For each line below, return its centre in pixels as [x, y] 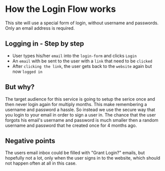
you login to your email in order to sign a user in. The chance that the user [81, 114]
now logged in [27, 71]
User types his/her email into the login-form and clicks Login [75, 56]
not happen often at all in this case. [41, 163]
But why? [20, 87]
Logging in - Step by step [45, 44]
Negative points [30, 141]
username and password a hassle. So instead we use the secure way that [80, 110]
